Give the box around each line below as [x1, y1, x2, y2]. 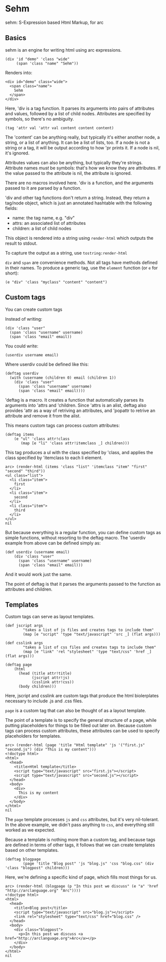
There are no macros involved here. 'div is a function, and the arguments [5, 180, 154, 186]
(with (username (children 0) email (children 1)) [9, 375, 116, 380]
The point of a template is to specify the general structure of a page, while [5, 717, 157, 723]
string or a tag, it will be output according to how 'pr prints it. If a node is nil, [5, 144, 160, 150]
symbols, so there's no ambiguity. [5, 116, 74, 122]
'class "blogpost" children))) [5, 866, 70, 871]
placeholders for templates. [5, 733, 61, 739]
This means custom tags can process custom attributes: [5, 422, 120, 428]
